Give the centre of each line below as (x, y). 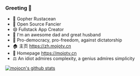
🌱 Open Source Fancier (37, 24)
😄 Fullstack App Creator (38, 29)
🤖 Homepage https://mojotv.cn (44, 53)
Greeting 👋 (18, 8)
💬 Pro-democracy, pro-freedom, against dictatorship (67, 40)
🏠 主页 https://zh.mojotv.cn (42, 46)
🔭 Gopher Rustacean (34, 19)
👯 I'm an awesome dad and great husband (57, 35)
